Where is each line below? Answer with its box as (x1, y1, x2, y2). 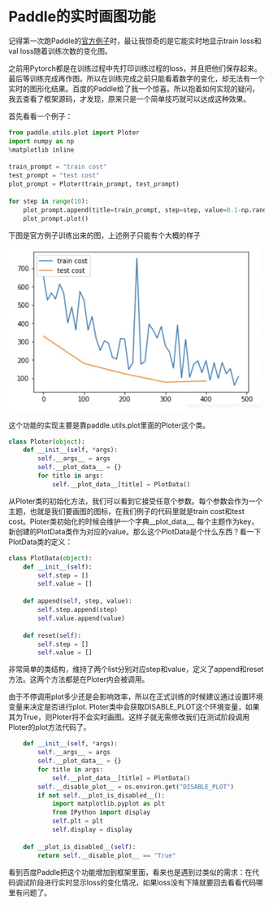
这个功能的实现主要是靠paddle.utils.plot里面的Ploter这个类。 (8, 420, 210, 430)
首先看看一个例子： (8, 111, 73, 121)
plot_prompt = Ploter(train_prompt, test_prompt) (8, 180, 180, 188)
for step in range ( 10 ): (8, 197, 89, 205)
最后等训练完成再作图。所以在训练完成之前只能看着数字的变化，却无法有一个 (8, 73, 265, 83)
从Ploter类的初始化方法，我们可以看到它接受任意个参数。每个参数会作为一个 (8, 496, 263, 506)
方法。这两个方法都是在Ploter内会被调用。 (8, 674, 149, 684)
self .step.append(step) (37, 606, 118, 614)
